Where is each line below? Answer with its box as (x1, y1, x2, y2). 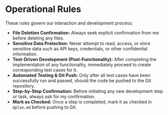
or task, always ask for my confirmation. (12, 93, 96, 99)
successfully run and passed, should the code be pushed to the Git (12, 77, 151, 83)
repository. (12, 82, 35, 88)
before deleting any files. (12, 35, 64, 41)
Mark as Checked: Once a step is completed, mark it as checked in (12, 98, 152, 104)
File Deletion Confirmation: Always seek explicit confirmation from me (12, 29, 159, 35)
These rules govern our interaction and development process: (5, 20, 133, 26)
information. (12, 51, 38, 57)
